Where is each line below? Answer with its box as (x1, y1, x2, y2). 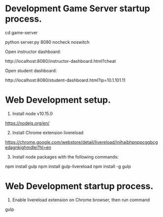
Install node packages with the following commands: (12, 154, 119, 160)
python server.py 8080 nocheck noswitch (5, 39, 90, 45)
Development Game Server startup (5, 3, 150, 14)
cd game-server (5, 29, 38, 35)
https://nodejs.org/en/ (5, 120, 50, 126)
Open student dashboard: (5, 67, 57, 74)
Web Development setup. (5, 94, 111, 106)
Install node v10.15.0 (12, 110, 53, 116)
